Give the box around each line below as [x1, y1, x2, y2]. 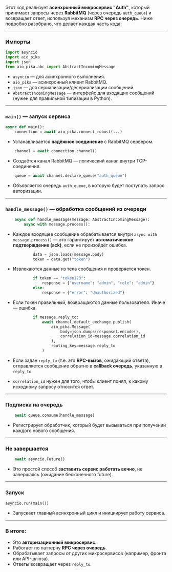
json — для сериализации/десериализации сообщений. [12, 84, 135, 90]
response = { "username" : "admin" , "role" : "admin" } [41, 280, 155, 286]
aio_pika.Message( [51, 324, 91, 330]
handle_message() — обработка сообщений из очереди [5, 205, 147, 212]
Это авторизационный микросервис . [12, 539, 97, 545]
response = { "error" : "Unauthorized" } [41, 290, 125, 295]
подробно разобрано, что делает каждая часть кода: [5, 21, 122, 27]
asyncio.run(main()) [5, 501, 50, 506]
